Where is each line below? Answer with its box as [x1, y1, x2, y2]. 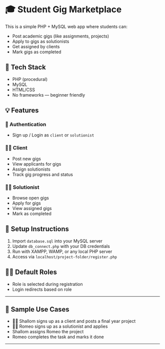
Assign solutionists [12, 166, 51, 172]
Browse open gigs [12, 195, 49, 201]
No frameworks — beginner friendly [12, 92, 85, 98]
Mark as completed [12, 210, 52, 217]
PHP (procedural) [12, 76, 48, 82]
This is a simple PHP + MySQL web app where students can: [5, 23, 128, 30]
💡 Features [5, 106, 39, 115]
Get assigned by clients [12, 43, 60, 49]
